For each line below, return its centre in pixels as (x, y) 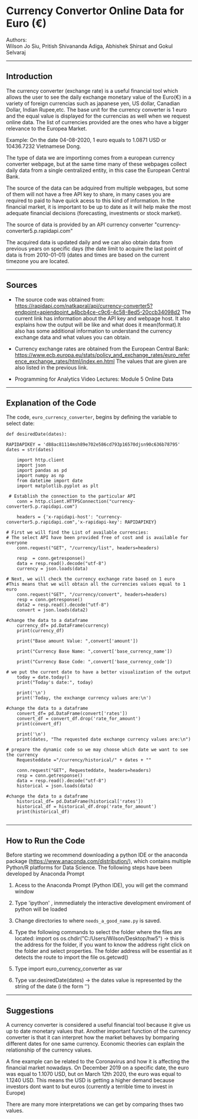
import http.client (41, 460)
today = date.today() (43, 677)
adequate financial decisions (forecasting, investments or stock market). (94, 213)
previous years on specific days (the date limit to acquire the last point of (95, 248)
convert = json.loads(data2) (52, 610)
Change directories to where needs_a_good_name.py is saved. (88, 921)
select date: (20, 423)
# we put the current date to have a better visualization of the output (99, 672)
